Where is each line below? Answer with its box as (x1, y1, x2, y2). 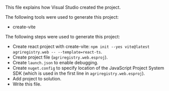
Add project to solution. (12, 76, 62, 81)
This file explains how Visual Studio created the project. (5, 5, 121, 10)
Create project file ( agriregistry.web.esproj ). (12, 54, 108, 60)
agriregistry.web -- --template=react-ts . (12, 49, 102, 55)
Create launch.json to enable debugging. (12, 60, 98, 65)
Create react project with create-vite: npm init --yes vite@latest (12, 43, 150, 50)
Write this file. (12, 81, 42, 87)
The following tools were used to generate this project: (5, 14, 119, 20)
